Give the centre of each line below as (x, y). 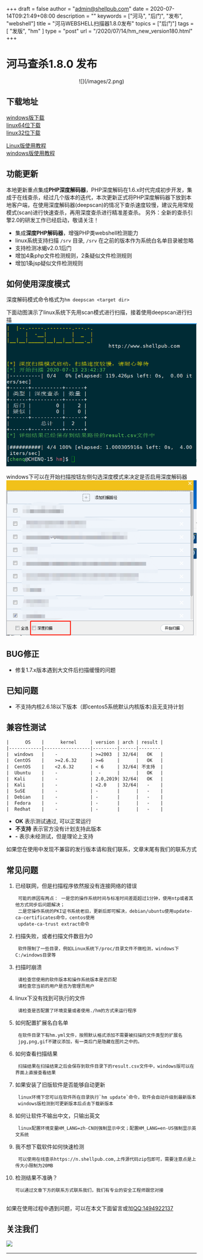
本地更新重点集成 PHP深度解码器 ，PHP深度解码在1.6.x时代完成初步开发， (97, 189)
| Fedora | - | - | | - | (85, 803)
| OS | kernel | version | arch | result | (85, 743)
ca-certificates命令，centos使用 (55, 918)
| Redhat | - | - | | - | (85, 809)
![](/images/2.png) (101, 81)
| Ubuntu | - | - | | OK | (85, 773)
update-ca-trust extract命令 (53, 924)
